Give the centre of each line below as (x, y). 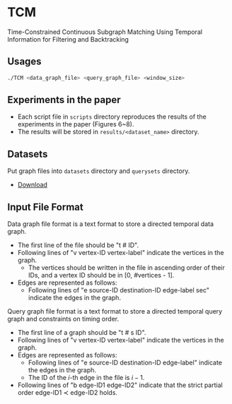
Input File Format (45, 207)
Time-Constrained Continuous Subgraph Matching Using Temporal (105, 32)
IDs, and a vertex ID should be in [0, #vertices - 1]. (101, 275)
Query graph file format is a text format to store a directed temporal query (115, 311)
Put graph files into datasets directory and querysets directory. (99, 171)
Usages (24, 62)
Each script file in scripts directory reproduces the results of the (112, 117)
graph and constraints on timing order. (63, 319)
